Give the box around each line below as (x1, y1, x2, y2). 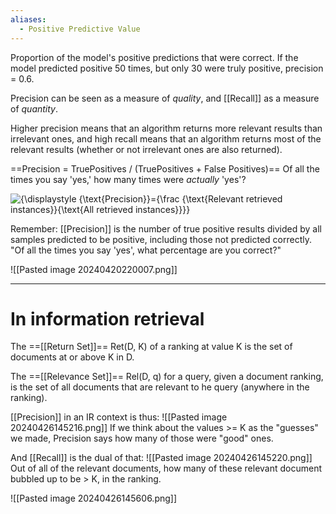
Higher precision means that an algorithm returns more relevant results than (10, 122, 323, 134)
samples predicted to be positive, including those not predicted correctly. (10, 233, 312, 245)
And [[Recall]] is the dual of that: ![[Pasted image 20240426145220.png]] (10, 452, 313, 464)
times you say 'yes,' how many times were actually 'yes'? (10, 173, 247, 185)
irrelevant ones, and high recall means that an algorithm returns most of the (10, 132, 322, 145)
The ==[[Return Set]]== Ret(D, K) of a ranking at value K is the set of (10, 341, 293, 353)
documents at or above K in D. (10, 351, 135, 363)
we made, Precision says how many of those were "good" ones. (10, 432, 274, 445)
